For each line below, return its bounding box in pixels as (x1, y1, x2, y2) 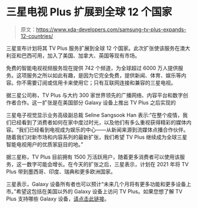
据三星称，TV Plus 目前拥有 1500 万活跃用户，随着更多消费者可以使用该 (6, 153, 181, 160)
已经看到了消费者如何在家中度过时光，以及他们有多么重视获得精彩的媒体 (11, 119, 186, 126)
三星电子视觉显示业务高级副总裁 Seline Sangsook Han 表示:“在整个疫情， (6, 111, 183, 118)
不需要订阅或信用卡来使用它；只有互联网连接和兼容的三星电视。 (21, 79, 176, 86)
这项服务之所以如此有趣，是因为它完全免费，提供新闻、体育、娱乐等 (16, 72, 181, 79)
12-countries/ (20, 32, 54, 39)
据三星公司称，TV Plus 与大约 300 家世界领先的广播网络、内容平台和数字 (6, 92, 183, 99)
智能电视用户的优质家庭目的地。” (6, 140, 84, 147)
